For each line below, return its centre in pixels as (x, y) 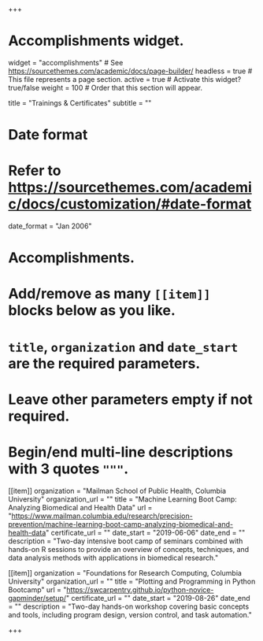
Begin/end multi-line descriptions (121, 452)
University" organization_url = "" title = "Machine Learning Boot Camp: (123, 499)
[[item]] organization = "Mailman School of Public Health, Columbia (117, 491)
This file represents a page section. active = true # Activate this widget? (125, 79)
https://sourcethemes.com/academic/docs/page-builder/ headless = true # (130, 71)
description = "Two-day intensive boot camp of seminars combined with (126, 541)
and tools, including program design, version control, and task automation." (130, 614)
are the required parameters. (104, 363)
